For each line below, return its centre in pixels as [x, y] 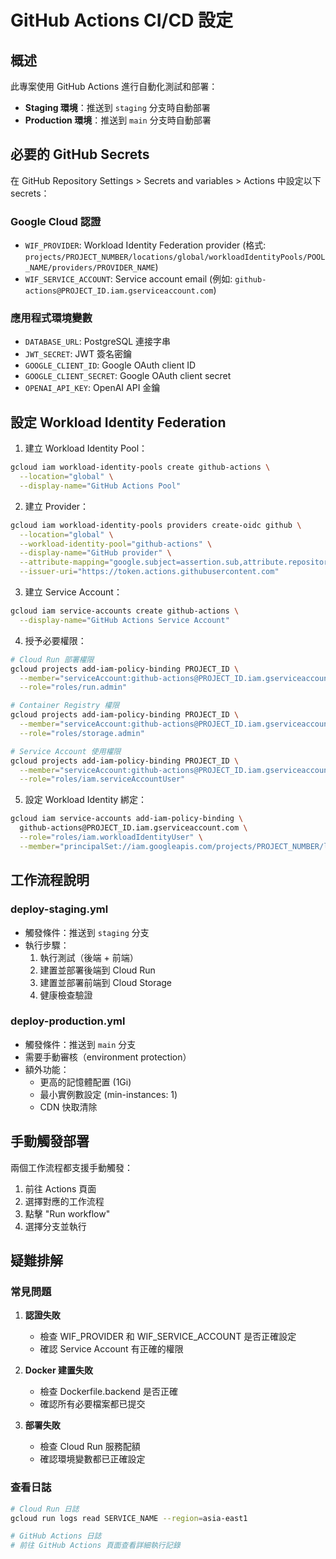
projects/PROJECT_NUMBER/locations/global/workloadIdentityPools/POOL [175, 257]
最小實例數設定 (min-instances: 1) [108, 1094]
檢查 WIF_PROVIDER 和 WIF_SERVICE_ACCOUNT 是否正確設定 [168, 1337]
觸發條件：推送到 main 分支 [80, 1044]
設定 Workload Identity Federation [118, 422]
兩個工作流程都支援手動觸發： [71, 1167]
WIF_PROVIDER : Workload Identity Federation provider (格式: [145, 245]
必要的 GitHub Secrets [80, 154]
